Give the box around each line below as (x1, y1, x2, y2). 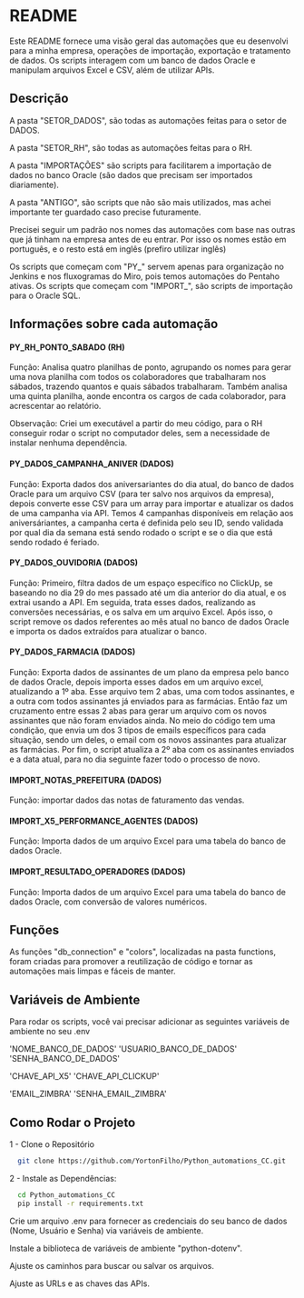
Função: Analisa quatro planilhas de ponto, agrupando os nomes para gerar (9, 362, 292, 373)
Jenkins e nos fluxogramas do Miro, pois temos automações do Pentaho (9, 270, 279, 282)
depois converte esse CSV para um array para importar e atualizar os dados (9, 497, 294, 509)
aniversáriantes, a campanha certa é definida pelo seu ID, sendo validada (9, 517, 284, 528)
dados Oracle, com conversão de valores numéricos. (9, 896, 207, 907)
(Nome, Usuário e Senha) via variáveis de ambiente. (9, 1224, 204, 1236)
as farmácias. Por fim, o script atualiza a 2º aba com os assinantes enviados (9, 744, 295, 754)
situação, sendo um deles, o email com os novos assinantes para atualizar (9, 734, 288, 745)
